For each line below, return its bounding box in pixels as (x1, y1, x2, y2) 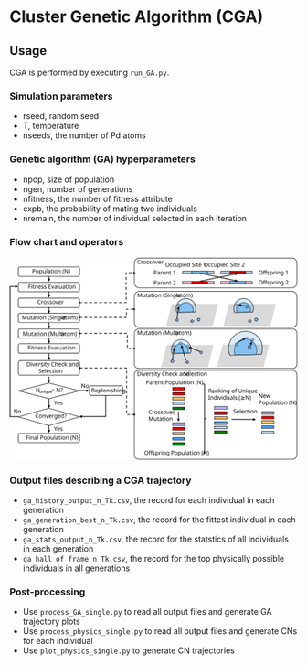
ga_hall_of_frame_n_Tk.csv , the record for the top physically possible (22, 553, 285, 564)
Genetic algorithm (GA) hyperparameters (9, 153, 196, 166)
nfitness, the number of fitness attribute (22, 193, 174, 204)
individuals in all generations (22, 563, 131, 574)
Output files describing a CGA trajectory (9, 474, 192, 487)
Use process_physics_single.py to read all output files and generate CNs (22, 626, 298, 637)
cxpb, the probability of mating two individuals (22, 203, 198, 214)
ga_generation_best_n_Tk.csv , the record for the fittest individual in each (22, 514, 297, 525)
